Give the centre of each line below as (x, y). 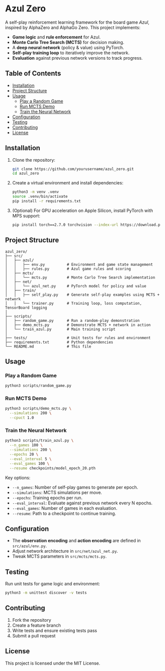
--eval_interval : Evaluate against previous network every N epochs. (82, 503)
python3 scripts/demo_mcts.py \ (38, 409)
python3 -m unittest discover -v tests (46, 593)
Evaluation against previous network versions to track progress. (77, 58)
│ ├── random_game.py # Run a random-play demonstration (72, 320)
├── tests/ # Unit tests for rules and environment (78, 338)
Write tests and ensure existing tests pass (55, 630)
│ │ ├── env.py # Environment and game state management (79, 264)
